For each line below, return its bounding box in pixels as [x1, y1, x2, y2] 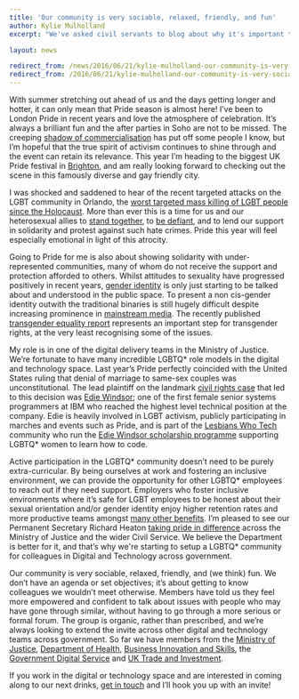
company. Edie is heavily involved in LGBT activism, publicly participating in [9, 411, 287, 421]
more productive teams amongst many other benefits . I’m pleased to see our [9, 513, 290, 523]
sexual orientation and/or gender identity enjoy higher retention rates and [9, 503, 279, 514]
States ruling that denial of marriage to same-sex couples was [9, 373, 238, 383]
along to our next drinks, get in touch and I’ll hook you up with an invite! [9, 679, 271, 690]
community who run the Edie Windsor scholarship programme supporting [9, 430, 279, 440]
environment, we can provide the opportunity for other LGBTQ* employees [9, 475, 283, 486]
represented [9, 261, 54, 271]
